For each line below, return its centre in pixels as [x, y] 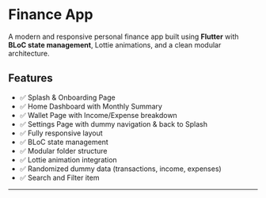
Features [30, 78]
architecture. [29, 53]
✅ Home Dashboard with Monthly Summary [91, 106]
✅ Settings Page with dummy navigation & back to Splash [114, 124]
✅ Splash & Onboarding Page [68, 97]
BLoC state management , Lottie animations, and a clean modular [115, 44]
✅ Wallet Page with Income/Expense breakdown [99, 115]
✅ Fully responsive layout [61, 133]
